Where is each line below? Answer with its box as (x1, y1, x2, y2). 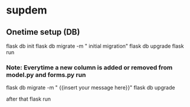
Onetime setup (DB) (6, 27, 80, 37)
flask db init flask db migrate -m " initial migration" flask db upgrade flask (6, 42, 184, 49)
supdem (6, 4, 47, 17)
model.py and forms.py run (6, 71, 86, 79)
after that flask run (6, 95, 51, 103)
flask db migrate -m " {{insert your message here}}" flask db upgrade (6, 84, 175, 91)
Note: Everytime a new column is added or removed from (6, 63, 173, 71)
